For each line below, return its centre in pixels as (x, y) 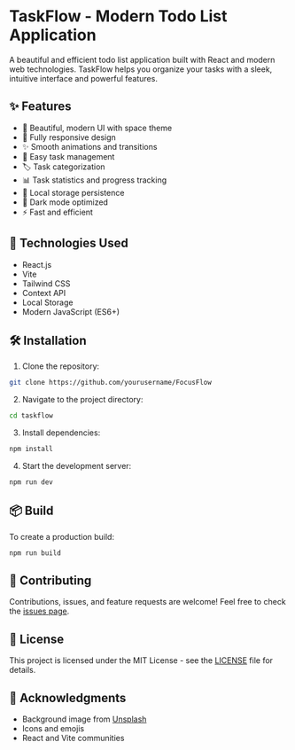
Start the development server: (77, 466)
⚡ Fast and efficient (57, 212)
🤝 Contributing (50, 580)
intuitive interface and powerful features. (83, 78)
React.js (37, 264)
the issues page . (39, 611)
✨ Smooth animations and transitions (89, 146)
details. (23, 670)
